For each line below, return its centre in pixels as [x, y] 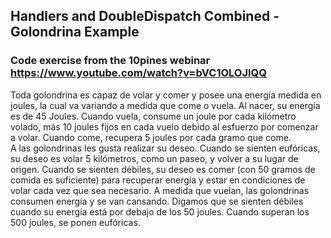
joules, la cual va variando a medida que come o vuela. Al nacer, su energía [165, 105]
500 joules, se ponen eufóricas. [75, 222]
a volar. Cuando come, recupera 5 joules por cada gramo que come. [151, 137]
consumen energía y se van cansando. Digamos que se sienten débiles [157, 201]
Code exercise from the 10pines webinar [110, 61]
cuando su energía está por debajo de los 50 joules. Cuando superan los [160, 211]
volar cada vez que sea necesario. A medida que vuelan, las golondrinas [160, 190]
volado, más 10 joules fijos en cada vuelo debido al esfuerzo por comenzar [164, 126]
